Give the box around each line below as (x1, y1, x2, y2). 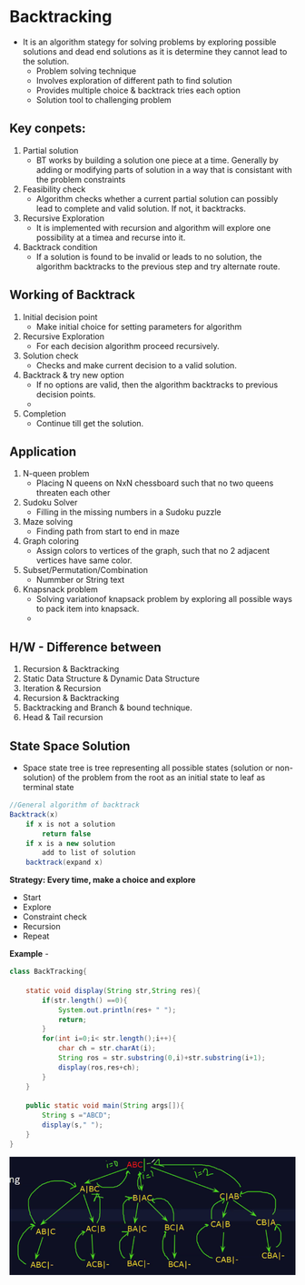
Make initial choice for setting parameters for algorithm (35, 321, 242, 332)
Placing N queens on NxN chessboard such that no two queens (35, 477, 274, 488)
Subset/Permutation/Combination (22, 565, 148, 576)
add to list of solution (42, 848, 136, 858)
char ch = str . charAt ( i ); (57, 1044, 156, 1053)
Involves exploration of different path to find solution (35, 75, 233, 85)
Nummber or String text (35, 575, 125, 586)
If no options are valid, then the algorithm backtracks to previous (35, 379, 279, 390)
